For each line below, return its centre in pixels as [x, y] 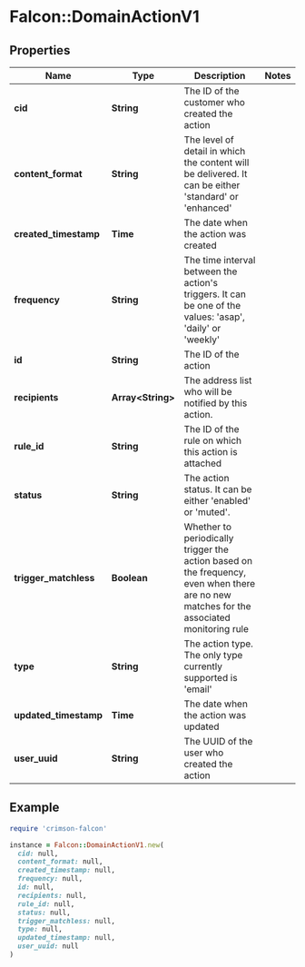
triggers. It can [215, 294]
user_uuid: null [48, 946]
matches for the [217, 606]
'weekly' [202, 340]
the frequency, [215, 572]
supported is [211, 678]
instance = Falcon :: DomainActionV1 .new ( [87, 845]
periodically [209, 538]
